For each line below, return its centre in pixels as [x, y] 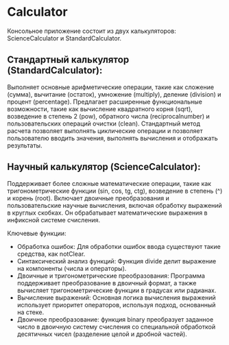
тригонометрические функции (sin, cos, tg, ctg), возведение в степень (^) [115, 191]
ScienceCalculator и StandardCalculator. [64, 38]
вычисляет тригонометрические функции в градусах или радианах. [117, 290]
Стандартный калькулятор [68, 60]
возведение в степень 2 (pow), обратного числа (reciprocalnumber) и [109, 116]
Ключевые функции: [37, 233]
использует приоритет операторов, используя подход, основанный [116, 305]
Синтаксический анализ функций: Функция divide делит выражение [117, 261]
